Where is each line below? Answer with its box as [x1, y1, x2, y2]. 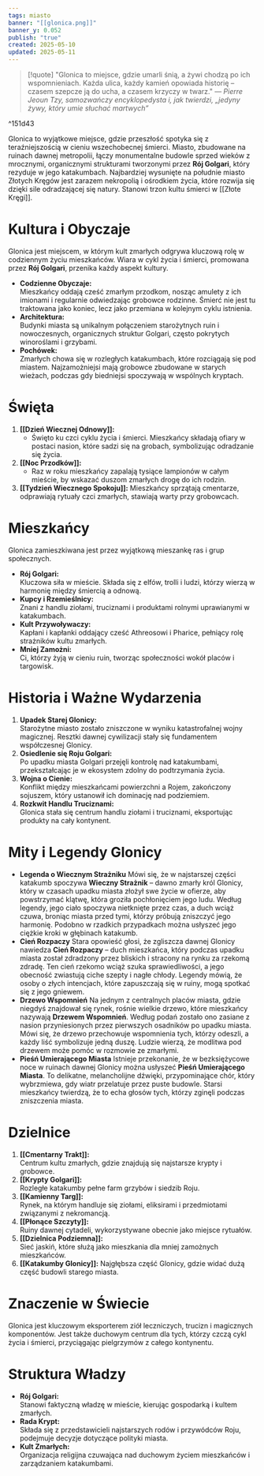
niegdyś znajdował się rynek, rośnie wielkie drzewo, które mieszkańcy [19, 1003, 248, 1013]
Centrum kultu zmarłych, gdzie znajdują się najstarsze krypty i [19, 1158, 222, 1167]
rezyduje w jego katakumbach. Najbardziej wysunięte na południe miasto [8, 167, 246, 177]
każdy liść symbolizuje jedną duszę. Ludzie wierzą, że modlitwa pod [19, 1037, 242, 1047]
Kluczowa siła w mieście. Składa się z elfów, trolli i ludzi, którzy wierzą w [19, 577, 255, 586]
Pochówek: [19, 345, 58, 355]
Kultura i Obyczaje [8, 220, 131, 238]
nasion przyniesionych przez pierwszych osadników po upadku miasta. [19, 1020, 251, 1030]
